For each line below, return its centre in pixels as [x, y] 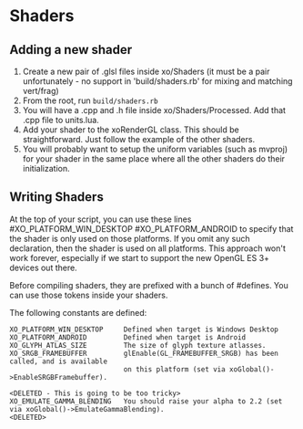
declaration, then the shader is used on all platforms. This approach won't [148, 248]
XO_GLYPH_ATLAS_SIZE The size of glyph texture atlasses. [138, 345]
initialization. [46, 168]
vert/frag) [40, 91]
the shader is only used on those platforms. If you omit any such [130, 238]
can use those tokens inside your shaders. [89, 295]
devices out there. [43, 267]
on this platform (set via [174, 369]
